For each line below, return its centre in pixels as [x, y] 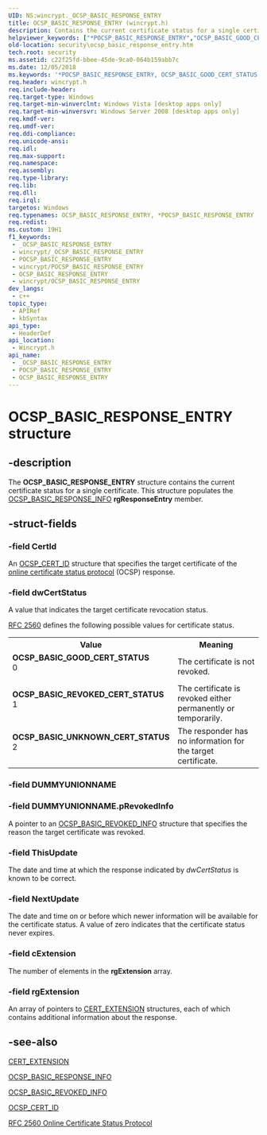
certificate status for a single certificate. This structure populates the [121, 490]
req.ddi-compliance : [43, 133]
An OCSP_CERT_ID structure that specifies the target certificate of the [123, 564]
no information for [211, 741]
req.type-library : [39, 178]
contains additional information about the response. [93, 1017]
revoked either [205, 698]
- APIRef [26, 311]
